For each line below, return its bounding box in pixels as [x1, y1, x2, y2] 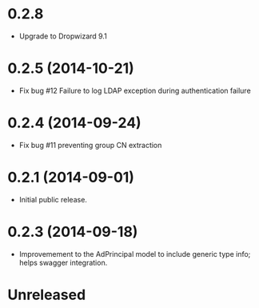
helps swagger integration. [18, 258, 108, 267]
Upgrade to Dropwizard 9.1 [18, 31, 107, 41]
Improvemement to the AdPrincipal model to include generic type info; [18, 249, 251, 258]
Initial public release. [18, 194, 87, 204]
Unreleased [7, 286, 86, 304]
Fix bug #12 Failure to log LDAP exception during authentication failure [18, 86, 251, 95]
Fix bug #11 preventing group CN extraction [18, 140, 162, 150]
